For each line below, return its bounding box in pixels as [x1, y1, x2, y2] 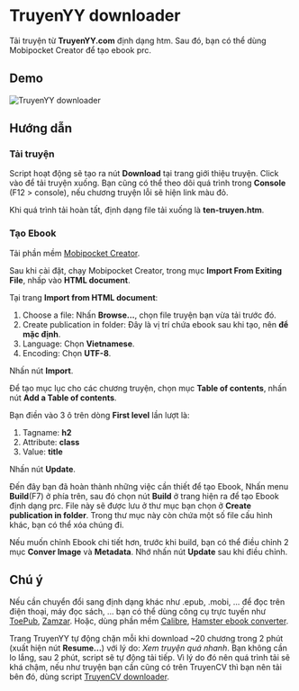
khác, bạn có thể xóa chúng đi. [9, 519, 124, 530]
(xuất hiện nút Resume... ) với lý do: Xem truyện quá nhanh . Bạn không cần [9, 642, 288, 653]
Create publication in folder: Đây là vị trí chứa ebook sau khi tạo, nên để [22, 319, 289, 329]
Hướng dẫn [9, 121, 73, 136]
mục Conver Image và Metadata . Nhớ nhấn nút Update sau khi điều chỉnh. [9, 546, 288, 557]
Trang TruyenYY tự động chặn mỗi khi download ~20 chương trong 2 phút [9, 633, 284, 643]
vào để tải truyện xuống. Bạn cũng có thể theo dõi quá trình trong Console [9, 177, 286, 189]
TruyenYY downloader [9, 5, 181, 26]
